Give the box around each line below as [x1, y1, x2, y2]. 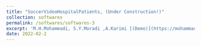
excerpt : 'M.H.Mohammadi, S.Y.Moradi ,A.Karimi [6, 25, 127, 32]
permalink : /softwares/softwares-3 [6, 20, 95, 26]
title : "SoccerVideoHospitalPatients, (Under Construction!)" [6, 8, 165, 15]
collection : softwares [6, 14, 63, 20]
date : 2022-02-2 [6, 31, 47, 37]
